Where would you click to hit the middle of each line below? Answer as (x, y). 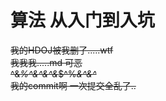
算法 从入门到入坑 (82, 20)
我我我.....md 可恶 (46, 62)
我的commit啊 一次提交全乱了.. (73, 85)
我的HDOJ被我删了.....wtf (62, 50)
